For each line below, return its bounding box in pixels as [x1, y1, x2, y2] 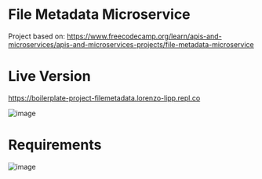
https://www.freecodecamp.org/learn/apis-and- [66, 31, 222, 41]
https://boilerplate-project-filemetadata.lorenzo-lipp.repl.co [8, 93, 201, 103]
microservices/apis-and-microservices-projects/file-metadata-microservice [8, 39, 255, 49]
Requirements [8, 136, 102, 154]
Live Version [8, 68, 92, 86]
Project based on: [8, 31, 65, 41]
